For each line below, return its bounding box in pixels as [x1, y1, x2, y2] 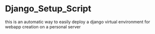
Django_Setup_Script [5, 3, 92, 14]
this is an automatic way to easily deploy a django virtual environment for [5, 19, 151, 25]
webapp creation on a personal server [5, 24, 81, 29]
